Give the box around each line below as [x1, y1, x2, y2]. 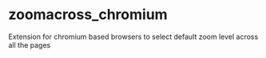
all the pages [8, 40, 51, 49]
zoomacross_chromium [8, 6, 168, 24]
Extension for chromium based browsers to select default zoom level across [8, 32, 259, 41]
